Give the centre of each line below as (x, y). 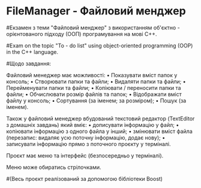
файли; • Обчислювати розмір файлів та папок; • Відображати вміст (94, 94)
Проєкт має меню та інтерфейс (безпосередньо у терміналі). (85, 155)
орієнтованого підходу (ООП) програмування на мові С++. (82, 34)
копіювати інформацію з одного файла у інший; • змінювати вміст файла (100, 131)
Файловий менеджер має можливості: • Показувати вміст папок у (92, 75)
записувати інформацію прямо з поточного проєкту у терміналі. (88, 144)
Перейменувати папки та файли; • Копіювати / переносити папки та (94, 87)
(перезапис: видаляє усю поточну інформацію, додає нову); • (86, 137)
